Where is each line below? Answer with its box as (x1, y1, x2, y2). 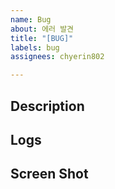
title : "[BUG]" (10, 33, 74, 43)
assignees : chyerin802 (10, 52, 105, 62)
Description (10, 97, 85, 115)
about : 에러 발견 (10, 24, 75, 34)
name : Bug (10, 14, 52, 25)
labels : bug (10, 42, 60, 53)
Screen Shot (10, 166, 89, 183)
